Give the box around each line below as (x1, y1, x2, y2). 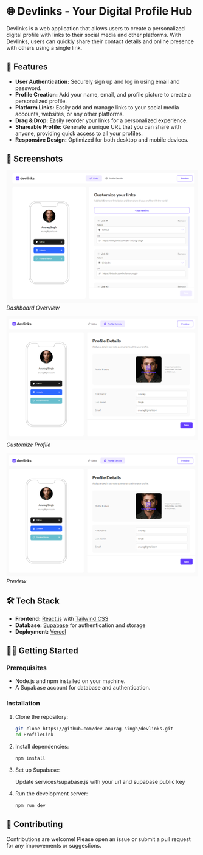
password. (15, 84, 42, 92)
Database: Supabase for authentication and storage (15, 621, 146, 629)
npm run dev (15, 803, 46, 809)
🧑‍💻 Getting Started (6, 646, 78, 656)
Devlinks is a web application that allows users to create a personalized (6, 24, 185, 32)
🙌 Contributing (6, 819, 63, 829)
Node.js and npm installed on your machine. (15, 677, 126, 685)
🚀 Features (6, 62, 48, 72)
